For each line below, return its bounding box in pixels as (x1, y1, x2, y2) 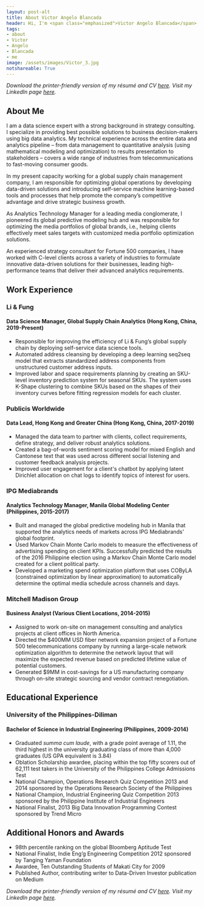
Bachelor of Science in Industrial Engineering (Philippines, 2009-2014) (6, 726, 189, 733)
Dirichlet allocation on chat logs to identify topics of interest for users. (15, 471, 190, 479)
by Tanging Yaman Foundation (15, 857, 92, 864)
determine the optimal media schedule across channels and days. (15, 579, 180, 587)
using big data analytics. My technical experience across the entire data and (6, 135, 197, 143)
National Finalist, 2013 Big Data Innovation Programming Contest (15, 803, 177, 811)
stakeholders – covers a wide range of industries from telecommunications (6, 154, 193, 161)
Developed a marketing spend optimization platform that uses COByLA (15, 567, 192, 574)
